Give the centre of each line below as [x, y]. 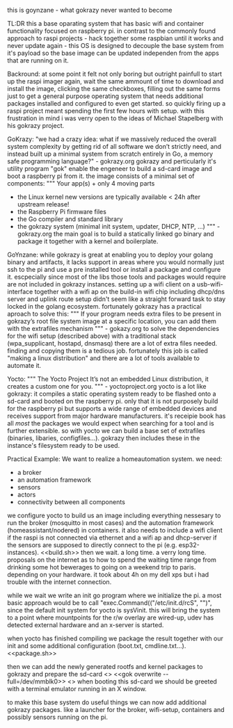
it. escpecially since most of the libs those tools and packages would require [116, 277]
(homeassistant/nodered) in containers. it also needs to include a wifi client [115, 530]
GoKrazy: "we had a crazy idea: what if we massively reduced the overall [112, 139]
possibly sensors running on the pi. [58, 717]
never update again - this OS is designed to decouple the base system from [115, 46]
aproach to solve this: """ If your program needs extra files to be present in [114, 314]
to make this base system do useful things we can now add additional [107, 702]
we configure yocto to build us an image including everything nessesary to [114, 515]
